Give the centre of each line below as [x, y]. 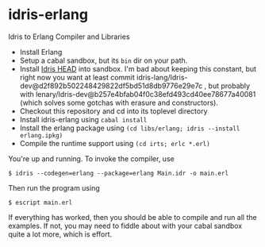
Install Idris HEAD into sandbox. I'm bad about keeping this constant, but [138, 68]
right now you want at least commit [77, 77]
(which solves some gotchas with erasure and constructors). [119, 102]
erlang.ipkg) [41, 135]
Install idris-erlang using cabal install [83, 119]
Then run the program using [54, 187]
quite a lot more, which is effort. [60, 234]
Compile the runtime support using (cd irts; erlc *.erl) [115, 143]
